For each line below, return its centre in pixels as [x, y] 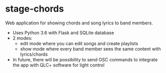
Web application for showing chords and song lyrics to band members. [79, 23]
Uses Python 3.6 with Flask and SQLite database [63, 32]
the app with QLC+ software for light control [58, 65]
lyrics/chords [34, 54]
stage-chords [35, 9]
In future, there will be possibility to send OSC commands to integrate [85, 59]
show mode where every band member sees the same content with [90, 49]
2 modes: [23, 38]
